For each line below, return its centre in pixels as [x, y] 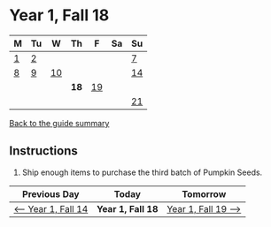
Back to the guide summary [59, 123]
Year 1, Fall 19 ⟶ [204, 208]
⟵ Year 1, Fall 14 [51, 208]
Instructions [43, 151]
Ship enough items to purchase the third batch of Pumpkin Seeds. [142, 172]
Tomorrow [204, 193]
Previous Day [50, 193]
